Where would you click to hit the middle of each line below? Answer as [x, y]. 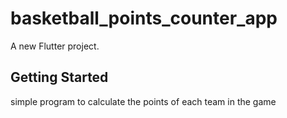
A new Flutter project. [55, 46]
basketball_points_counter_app [144, 18]
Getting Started [59, 77]
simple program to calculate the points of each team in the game [143, 101]
